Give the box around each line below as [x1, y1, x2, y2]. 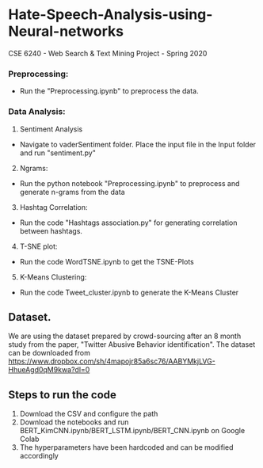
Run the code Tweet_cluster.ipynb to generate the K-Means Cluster [19, 287, 239, 297]
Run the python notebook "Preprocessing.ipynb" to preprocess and [19, 178, 240, 188]
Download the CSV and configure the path [19, 409, 158, 419]
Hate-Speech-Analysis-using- [8, 6, 213, 24]
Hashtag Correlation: [19, 202, 88, 211]
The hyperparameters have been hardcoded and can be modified [19, 443, 234, 452]
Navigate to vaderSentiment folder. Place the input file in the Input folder [19, 139, 256, 149]
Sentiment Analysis [19, 124, 83, 134]
